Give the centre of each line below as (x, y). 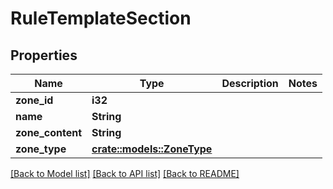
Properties (44, 55)
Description (250, 83)
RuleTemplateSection (101, 18)
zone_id (34, 100)
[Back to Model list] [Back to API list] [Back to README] (125, 173)
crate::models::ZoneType (152, 149)
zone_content (49, 132)
